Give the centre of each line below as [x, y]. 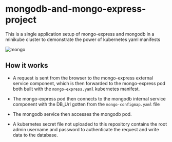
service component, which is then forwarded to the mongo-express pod [89, 83]
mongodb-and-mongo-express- [76, 9]
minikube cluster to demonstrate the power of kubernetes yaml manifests [83, 39]
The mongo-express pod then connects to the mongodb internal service [89, 98]
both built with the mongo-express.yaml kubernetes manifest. [76, 89]
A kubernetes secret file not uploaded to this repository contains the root [90, 124]
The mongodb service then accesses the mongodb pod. [72, 114]
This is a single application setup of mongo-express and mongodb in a [80, 34]
